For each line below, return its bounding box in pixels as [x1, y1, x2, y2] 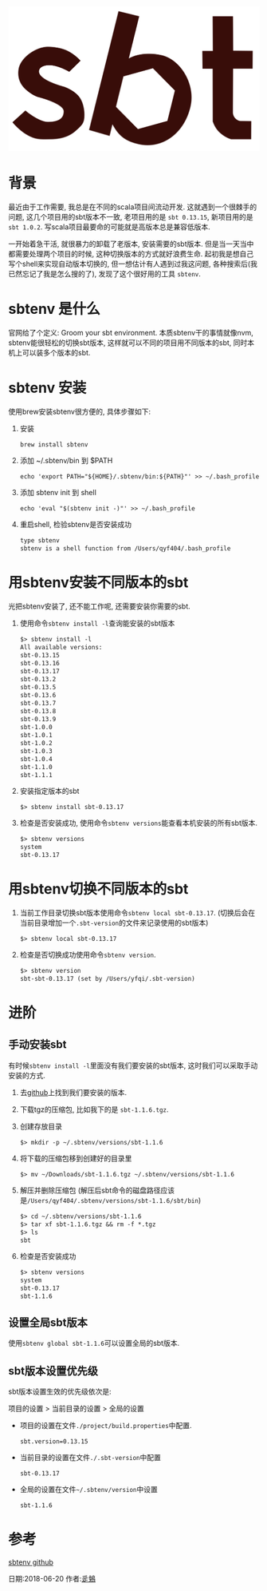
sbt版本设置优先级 [8, 1364, 98, 1378]
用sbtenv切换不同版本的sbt [8, 879, 189, 898]
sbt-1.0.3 [19, 747, 53, 755]
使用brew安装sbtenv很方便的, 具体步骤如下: [8, 407, 151, 416]
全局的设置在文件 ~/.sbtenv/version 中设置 [19, 1485, 158, 1494]
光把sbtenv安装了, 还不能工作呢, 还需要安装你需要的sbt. [8, 601, 191, 611]
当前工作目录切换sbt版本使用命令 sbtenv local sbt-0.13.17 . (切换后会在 [19, 907, 256, 917]
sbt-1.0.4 [19, 755, 53, 763]
